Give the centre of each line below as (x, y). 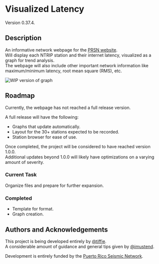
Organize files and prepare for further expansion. (55, 185)
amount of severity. (25, 162)
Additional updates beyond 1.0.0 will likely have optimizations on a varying (80, 157)
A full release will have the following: (42, 117)
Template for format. (33, 209)
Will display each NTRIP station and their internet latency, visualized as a (78, 55)
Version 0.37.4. (20, 23)
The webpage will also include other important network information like (77, 65)
